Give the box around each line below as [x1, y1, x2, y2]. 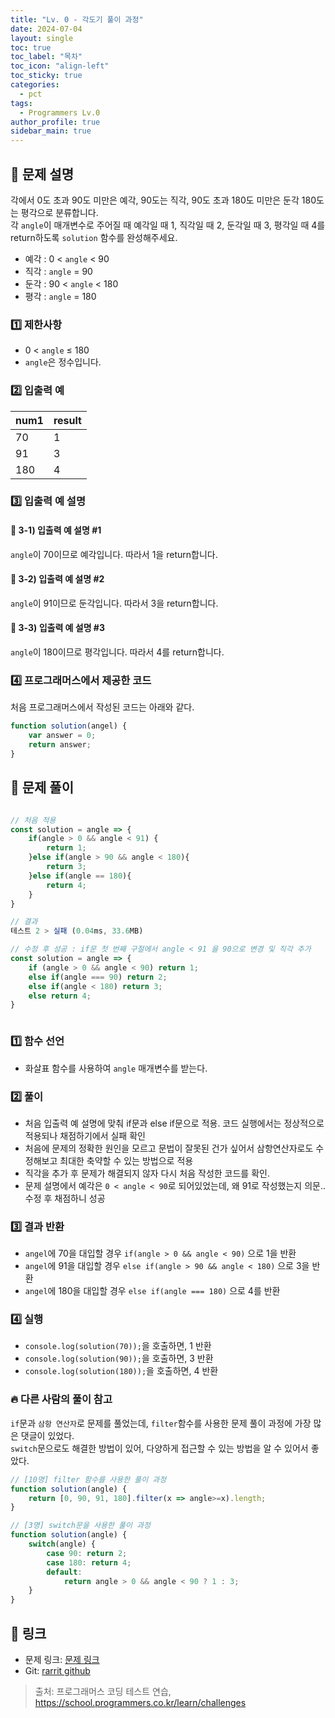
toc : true [10, 42, 52, 53]
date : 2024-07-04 [10, 24, 83, 34]
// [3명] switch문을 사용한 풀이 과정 [10, 1521, 151, 1531]
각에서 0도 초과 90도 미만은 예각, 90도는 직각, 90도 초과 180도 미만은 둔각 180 [10, 194, 317, 206]
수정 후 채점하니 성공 [24, 1192, 106, 1204]
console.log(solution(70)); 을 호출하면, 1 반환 [24, 1340, 212, 1352]
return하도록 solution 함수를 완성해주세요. [10, 231, 178, 243]
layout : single [10, 33, 74, 43]
